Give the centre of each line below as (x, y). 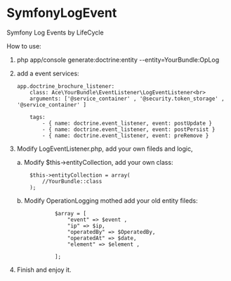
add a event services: (48, 73)
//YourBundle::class (72, 181)
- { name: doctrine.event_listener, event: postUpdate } (127, 123)
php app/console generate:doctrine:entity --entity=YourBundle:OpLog (118, 60)
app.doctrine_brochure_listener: (66, 86)
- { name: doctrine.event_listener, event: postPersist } (129, 129)
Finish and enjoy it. (44, 270)
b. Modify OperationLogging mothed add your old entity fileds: (107, 200)
